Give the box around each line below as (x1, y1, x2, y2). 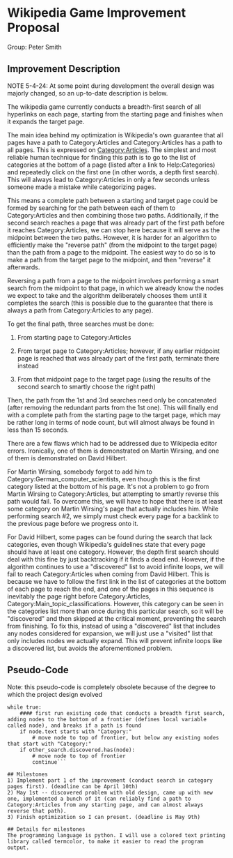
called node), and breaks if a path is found (7, 722, 141, 729)
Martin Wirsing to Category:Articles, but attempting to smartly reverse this (7, 490, 219, 498)
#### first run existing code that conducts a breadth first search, (19, 709, 226, 716)
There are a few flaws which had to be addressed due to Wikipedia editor (7, 439, 218, 447)
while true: (7, 703, 42, 711)
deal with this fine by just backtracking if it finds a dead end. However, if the (7, 555, 225, 563)
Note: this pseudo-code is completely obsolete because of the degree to (7, 682, 216, 691)
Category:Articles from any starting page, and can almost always (7, 801, 204, 808)
